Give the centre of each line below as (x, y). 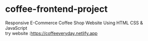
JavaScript (16, 28)
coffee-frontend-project (57, 9)
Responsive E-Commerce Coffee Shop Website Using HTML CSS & (74, 23)
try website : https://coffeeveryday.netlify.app (52, 33)
